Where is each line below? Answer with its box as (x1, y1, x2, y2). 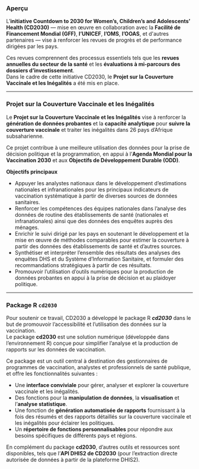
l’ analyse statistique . (14, 400, 68, 407)
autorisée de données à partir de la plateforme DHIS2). (6, 456, 140, 463)
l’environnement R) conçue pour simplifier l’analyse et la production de (6, 340, 178, 347)
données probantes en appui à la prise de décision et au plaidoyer (14, 274, 176, 281)
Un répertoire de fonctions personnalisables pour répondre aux (14, 426, 173, 433)
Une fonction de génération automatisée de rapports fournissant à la (14, 407, 185, 414)
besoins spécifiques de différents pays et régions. (14, 432, 137, 439)
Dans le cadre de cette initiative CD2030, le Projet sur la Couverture (6, 73, 174, 81)
